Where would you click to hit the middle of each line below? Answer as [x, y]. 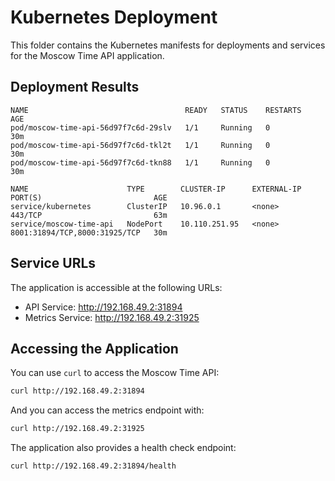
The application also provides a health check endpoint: [123, 448]
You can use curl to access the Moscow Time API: [115, 373]
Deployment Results [75, 87]
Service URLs [53, 263]
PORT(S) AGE [89, 197]
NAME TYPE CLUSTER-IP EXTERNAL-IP [156, 189]
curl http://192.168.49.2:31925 [77, 429]
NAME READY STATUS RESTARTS [156, 110]
